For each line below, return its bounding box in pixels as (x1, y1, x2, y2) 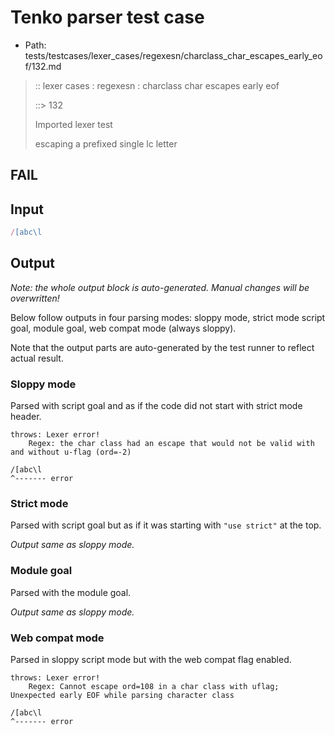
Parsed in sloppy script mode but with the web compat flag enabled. (10, 654, 292, 666)
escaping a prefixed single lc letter (34, 137, 178, 150)
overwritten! (10, 292, 60, 304)
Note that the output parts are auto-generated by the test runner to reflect (10, 341, 315, 353)
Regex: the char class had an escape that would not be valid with (28, 439, 315, 449)
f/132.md (24, 60, 62, 72)
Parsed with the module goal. (10, 586, 132, 598)
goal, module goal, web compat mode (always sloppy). (10, 322, 237, 334)
